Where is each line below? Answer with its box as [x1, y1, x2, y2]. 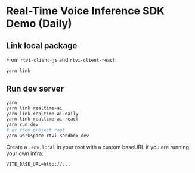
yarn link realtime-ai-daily [6, 111, 79, 117]
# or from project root [6, 127, 66, 133]
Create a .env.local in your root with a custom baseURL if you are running [6, 143, 190, 150]
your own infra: [6, 150, 44, 157]
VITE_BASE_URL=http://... [6, 161, 70, 167]
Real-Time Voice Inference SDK [6, 4, 165, 18]
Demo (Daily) [6, 17, 73, 30]
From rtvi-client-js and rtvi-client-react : [6, 56, 117, 63]
